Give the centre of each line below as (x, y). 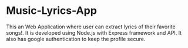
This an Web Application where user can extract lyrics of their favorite (91, 27)
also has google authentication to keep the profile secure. (76, 39)
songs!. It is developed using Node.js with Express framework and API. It (94, 32)
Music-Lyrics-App (51, 11)
